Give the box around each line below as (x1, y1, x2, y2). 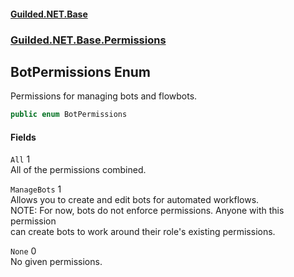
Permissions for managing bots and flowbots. (10, 90, 198, 102)
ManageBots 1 (10, 183, 62, 195)
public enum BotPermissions (10, 110, 128, 120)
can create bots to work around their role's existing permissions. (10, 226, 276, 238)
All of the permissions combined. (10, 164, 147, 176)
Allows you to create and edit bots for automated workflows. (10, 194, 260, 206)
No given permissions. (10, 256, 103, 268)
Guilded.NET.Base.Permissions (10, 33, 167, 47)
